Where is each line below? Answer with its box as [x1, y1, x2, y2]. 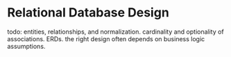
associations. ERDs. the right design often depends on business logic [7, 34, 205, 43]
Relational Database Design [7, 5, 170, 21]
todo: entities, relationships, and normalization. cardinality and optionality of [7, 27, 224, 36]
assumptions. [7, 42, 46, 50]
